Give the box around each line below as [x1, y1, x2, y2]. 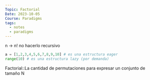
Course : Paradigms [5, 16, 42, 21]
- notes [9, 25, 25, 30]
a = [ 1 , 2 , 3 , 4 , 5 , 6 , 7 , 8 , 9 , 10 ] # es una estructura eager [5, 52, 118, 57]
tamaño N [5, 70, 25, 76]
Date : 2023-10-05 [5, 12, 40, 16]
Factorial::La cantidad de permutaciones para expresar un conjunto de [5, 65, 146, 71]
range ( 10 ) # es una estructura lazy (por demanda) [5, 56, 109, 61]
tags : [5, 20, 16, 26]
